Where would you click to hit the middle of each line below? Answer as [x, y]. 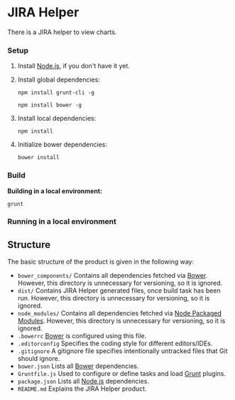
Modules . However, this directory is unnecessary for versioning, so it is [121, 321]
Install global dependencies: [59, 80]
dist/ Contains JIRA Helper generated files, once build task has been [119, 291]
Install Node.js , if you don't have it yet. [73, 66]
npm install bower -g [49, 105]
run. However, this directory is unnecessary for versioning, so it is [114, 298]
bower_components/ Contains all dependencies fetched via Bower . [113, 276]
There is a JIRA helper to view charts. [62, 32]
